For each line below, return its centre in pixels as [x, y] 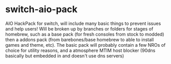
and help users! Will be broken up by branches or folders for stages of [79, 28]
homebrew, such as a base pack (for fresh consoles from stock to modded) [85, 34]
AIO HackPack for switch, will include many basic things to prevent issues [83, 23]
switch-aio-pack [41, 9]
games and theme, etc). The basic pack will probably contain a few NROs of [85, 45]
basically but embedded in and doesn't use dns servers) [65, 56]
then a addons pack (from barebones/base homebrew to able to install [80, 40]
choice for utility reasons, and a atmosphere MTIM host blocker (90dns [80, 50]
